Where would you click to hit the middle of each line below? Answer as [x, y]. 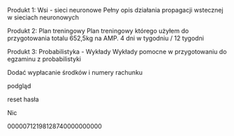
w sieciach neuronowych [43, 17]
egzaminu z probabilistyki [44, 59]
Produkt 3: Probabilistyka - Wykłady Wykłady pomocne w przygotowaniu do [117, 52]
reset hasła [23, 99]
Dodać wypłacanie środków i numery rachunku [75, 73]
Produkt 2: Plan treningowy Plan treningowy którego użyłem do [98, 31]
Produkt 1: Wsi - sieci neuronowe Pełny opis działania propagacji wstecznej [115, 10]
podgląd [19, 86]
